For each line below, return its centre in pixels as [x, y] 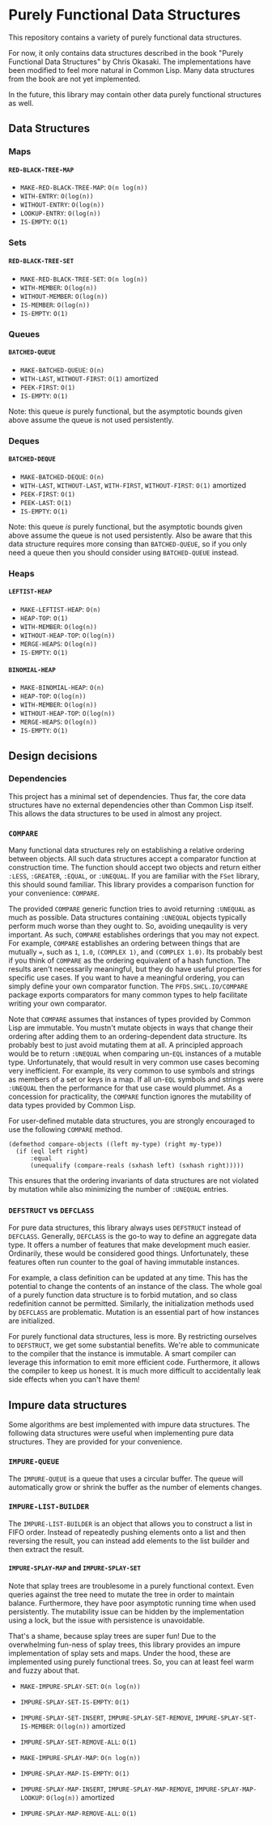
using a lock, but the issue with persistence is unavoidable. [106, 1620]
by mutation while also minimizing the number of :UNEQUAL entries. [119, 1189]
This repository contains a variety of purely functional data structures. [125, 37]
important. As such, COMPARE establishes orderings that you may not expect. [134, 935]
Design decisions [53, 756]
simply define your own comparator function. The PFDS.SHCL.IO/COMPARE [128, 986]
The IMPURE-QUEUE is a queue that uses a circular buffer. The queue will [126, 1478]
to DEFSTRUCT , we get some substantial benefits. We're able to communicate [134, 1345]
